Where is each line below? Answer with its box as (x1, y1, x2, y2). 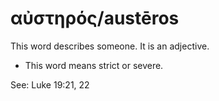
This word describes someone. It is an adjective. (10, 40, 210, 52)
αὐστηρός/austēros (10, 7, 180, 30)
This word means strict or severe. (24, 59, 164, 71)
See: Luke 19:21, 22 (10, 78, 90, 91)
